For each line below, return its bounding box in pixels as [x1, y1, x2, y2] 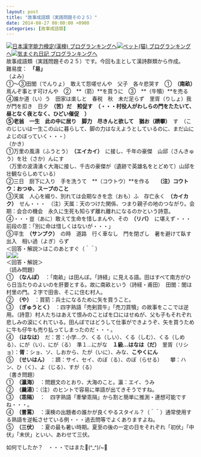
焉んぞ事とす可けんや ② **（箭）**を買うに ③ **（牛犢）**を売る [6, 88, 188, 95]
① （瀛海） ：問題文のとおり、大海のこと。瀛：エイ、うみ [6, 378, 155, 386]
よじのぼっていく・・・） [6, 133, 69, 140]
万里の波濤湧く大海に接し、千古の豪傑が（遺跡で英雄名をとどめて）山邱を [11, 163, 195, 170]
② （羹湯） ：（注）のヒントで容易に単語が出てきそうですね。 [6, 386, 158, 393]
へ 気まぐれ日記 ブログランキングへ [6, 50, 98, 58]
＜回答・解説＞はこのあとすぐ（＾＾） [6, 245, 100, 252]
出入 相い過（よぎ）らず [6, 237, 69, 245]
